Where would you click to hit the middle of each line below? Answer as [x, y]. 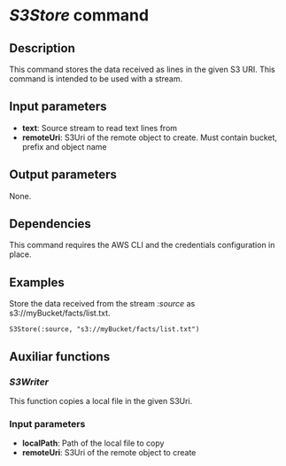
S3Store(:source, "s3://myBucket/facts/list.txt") [104, 330]
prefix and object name [64, 146]
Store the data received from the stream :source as [102, 304]
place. [21, 254]
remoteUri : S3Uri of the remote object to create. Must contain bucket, [149, 137]
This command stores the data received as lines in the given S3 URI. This [143, 69]
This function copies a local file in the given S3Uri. [101, 400]
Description [42, 48]
